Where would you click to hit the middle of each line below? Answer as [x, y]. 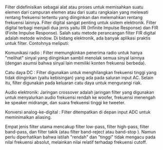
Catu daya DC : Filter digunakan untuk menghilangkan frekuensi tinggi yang [81, 72]
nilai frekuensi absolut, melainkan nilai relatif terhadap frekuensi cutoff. [76, 142]
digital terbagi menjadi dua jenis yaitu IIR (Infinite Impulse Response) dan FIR [82, 28]
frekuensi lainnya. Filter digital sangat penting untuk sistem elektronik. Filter [81, 22]
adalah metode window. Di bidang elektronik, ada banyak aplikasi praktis [78, 38]
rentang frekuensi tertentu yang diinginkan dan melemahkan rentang [74, 17]
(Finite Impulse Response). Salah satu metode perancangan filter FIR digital [80, 33]
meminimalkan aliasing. [28, 117]
